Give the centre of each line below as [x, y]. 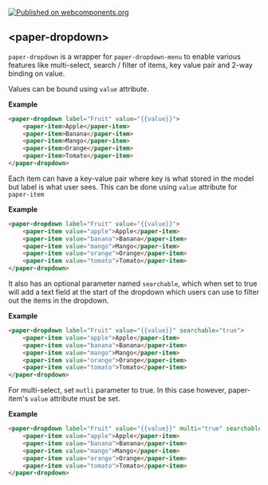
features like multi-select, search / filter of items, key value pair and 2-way [130, 65]
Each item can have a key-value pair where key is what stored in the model [131, 178]
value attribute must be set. [75, 399]
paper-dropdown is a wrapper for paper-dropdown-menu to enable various [124, 57]
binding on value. [37, 73]
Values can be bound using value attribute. [79, 88]
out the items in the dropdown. [59, 301]
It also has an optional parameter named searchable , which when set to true [133, 284]
